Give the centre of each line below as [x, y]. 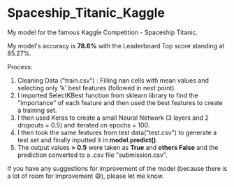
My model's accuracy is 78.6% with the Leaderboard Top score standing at [116, 46]
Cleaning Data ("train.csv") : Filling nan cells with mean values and [113, 80]
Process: [20, 67]
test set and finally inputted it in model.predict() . [88, 140]
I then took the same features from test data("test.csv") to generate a [117, 132]
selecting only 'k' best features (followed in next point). [97, 88]
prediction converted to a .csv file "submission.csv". [92, 155]
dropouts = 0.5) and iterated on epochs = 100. [83, 125]
